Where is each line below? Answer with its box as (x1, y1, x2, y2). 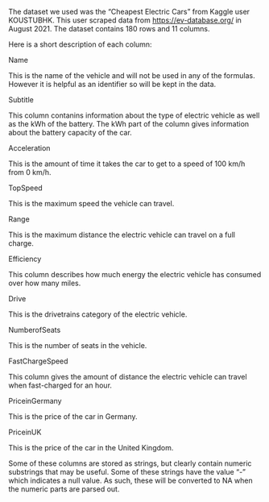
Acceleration (8, 143, 51, 152)
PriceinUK (8, 427, 42, 437)
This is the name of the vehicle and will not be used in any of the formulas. (8, 71, 255, 80)
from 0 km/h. (8, 168, 52, 176)
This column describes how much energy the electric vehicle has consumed (8, 270, 262, 279)
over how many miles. (8, 278, 81, 288)
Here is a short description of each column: (8, 39, 152, 49)
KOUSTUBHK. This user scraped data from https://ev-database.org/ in (8, 15, 242, 25)
